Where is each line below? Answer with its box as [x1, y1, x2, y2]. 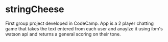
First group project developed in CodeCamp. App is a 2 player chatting [5, 20, 154, 26]
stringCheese [5, 4, 65, 15]
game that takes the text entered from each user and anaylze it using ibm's [5, 25, 163, 31]
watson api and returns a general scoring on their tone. [5, 31, 121, 37]
